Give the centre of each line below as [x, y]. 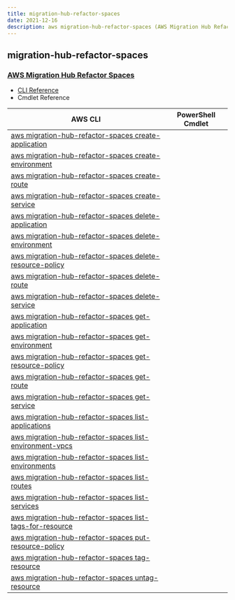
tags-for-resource [42, 527]
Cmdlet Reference [43, 98]
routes [21, 486]
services [25, 506]
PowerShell [196, 115]
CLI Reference [38, 90]
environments [33, 466]
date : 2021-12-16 [33, 20]
